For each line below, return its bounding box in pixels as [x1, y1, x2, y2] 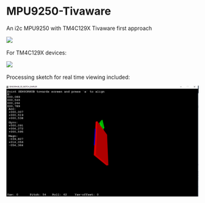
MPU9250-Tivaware [6, 4, 112, 18]
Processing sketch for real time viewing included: [6, 73, 130, 81]
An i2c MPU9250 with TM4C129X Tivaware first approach [6, 24, 153, 32]
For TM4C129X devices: [6, 49, 67, 56]
